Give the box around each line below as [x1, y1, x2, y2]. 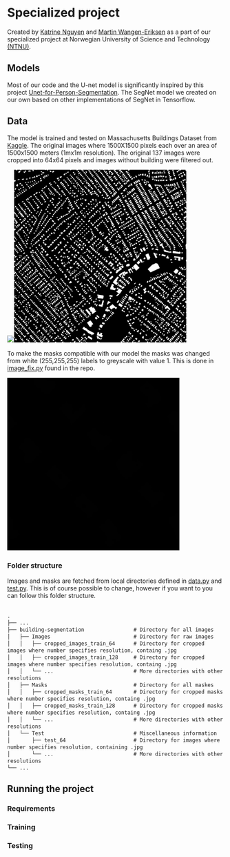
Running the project [7, 783, 94, 795]
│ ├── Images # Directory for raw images [7, 633, 214, 640]
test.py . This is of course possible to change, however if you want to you [7, 584, 213, 592]
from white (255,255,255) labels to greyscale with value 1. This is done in [7, 356, 214, 365]
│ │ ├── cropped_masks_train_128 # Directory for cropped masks [7, 702, 224, 709]
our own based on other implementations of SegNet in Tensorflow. [7, 95, 196, 104]
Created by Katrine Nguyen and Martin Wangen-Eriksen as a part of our [7, 28, 211, 36]
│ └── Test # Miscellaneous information [7, 730, 217, 737]
